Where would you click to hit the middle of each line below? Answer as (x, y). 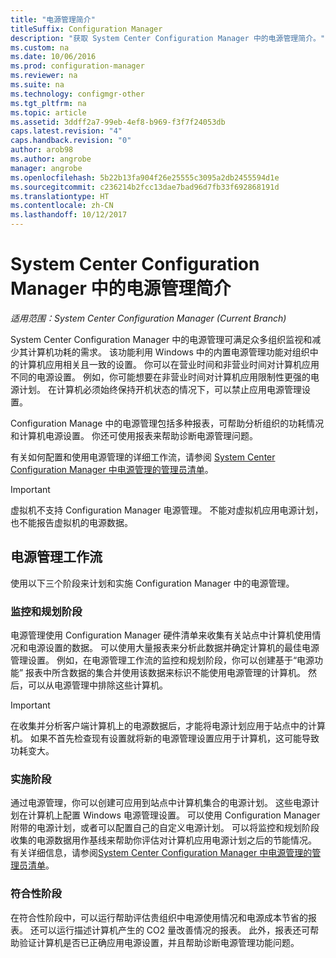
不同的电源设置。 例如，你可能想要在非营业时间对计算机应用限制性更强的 (160, 377)
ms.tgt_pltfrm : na (48, 103)
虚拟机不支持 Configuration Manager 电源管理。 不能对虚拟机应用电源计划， (167, 510)
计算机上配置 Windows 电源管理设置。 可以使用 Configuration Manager (174, 815)
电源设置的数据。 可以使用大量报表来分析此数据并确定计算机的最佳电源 (173, 648)
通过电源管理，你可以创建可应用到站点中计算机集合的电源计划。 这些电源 (160, 803)
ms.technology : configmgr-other (77, 94)
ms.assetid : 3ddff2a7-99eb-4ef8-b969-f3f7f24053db (118, 122)
